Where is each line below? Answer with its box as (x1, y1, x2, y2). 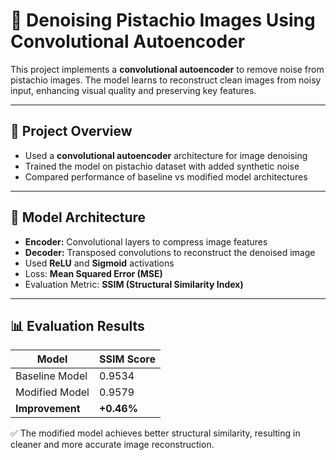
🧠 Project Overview (10, 123, 133, 140)
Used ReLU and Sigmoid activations (24, 257, 175, 269)
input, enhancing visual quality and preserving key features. (10, 84, 257, 96)
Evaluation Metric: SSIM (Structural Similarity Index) (24, 278, 244, 290)
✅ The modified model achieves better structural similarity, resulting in (10, 427, 301, 439)
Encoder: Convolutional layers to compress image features (24, 235, 268, 248)
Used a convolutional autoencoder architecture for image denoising (24, 149, 308, 161)
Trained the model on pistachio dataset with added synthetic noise (24, 160, 300, 172)
